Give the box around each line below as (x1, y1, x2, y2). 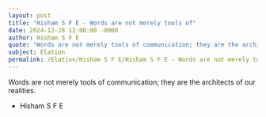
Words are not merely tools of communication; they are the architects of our (8, 77, 256, 87)
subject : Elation (8, 48, 66, 56)
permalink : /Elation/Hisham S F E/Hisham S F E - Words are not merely (8, 56, 249, 64)
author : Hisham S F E (8, 33, 80, 42)
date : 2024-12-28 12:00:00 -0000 (8, 26, 119, 34)
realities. (8, 85, 36, 95)
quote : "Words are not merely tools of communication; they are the (8, 41, 239, 49)
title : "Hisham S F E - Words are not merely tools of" (8, 19, 196, 27)
